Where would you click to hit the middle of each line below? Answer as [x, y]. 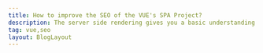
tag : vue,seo [30, 30]
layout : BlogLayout [40, 37]
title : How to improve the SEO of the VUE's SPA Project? [105, 15]
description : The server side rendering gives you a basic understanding [132, 23]
